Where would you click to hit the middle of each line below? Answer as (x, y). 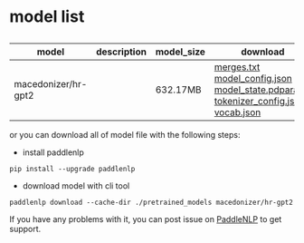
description (122, 52)
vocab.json (237, 112)
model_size (180, 52)
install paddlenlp (53, 152)
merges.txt (237, 67)
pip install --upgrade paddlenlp (72, 169)
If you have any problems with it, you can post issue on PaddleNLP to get (146, 219)
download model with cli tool (76, 185)
